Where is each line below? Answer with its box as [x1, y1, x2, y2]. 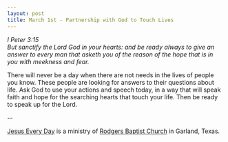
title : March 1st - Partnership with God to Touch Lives [7, 17, 174, 23]
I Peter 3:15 [7, 35, 39, 43]
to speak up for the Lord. [7, 100, 78, 108]
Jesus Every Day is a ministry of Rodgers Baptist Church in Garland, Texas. [7, 127, 220, 135]
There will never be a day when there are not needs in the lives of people [7, 70, 214, 79]
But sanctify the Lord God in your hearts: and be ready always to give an [7, 43, 215, 51]
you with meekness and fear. [7, 57, 90, 65]
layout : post [7, 10, 45, 17]
